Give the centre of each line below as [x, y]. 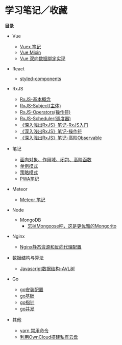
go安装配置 [32, 289]
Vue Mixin [30, 52]
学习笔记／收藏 [36, 11]
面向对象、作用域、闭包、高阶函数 [56, 159]
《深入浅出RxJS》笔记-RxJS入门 [54, 125]
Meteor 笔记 [32, 199]
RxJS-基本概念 [35, 99]
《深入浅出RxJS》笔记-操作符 [51, 131]
